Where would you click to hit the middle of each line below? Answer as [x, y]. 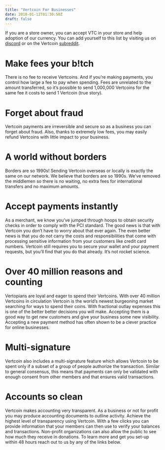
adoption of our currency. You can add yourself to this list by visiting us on [81, 38]
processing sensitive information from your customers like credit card [76, 241]
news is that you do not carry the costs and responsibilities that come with [81, 236]
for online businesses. [28, 327]
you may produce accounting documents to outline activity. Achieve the [78, 415]
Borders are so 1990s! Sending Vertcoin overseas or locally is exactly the [79, 171]
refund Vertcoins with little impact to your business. [57, 137]
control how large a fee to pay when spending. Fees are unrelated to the [78, 83]
